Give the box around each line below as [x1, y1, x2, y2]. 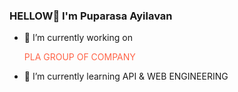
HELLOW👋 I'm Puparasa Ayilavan [9, 9, 173, 23]
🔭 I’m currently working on [23, 32, 133, 44]
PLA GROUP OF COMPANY [23, 51, 136, 63]
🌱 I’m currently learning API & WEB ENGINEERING [23, 70, 229, 83]
